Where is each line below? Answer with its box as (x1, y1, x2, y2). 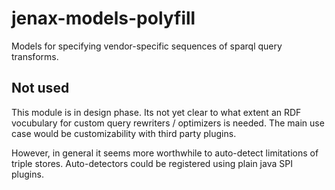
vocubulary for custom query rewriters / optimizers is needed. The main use (11, 117, 325, 129)
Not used (11, 80, 70, 97)
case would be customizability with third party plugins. (11, 127, 237, 139)
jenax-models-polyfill (11, 7, 196, 30)
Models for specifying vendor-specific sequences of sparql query (11, 40, 283, 52)
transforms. (11, 50, 59, 62)
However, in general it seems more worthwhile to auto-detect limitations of (11, 147, 319, 159)
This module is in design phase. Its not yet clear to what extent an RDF (11, 106, 302, 118)
